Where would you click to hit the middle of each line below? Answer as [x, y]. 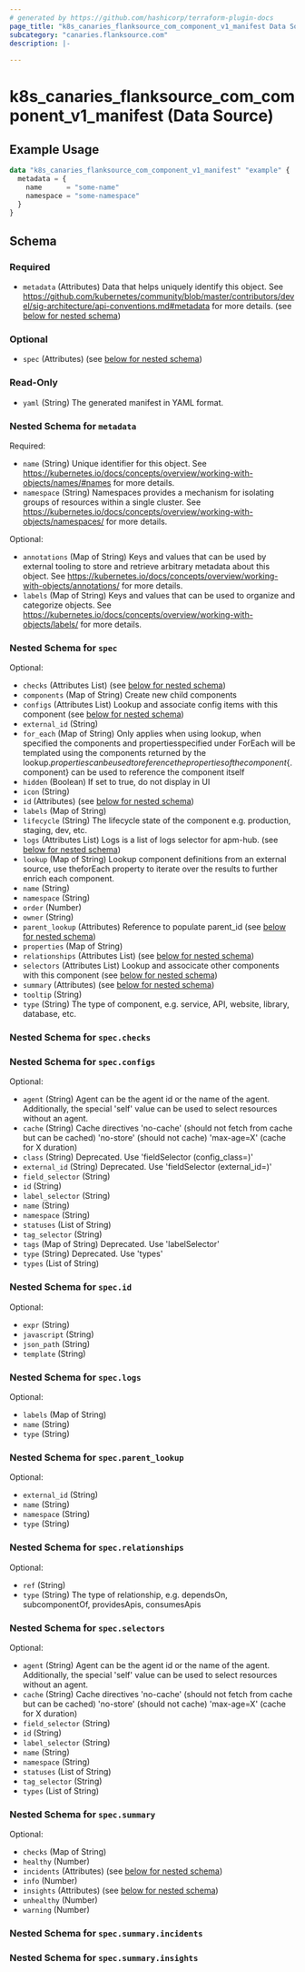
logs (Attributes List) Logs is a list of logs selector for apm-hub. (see [150, 840]
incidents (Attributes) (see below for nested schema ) [123, 1871]
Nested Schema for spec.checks [80, 1038]
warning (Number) [56, 1910]
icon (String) [46, 791]
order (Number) [52, 908]
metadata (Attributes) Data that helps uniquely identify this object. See [153, 287]
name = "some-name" [73, 187]
